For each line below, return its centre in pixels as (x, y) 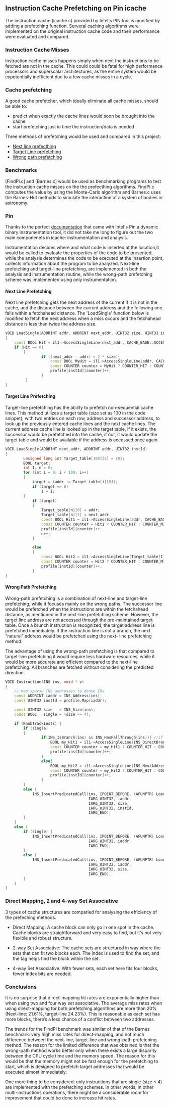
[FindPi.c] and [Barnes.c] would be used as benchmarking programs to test (83, 181)
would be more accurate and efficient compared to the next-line (72, 662)
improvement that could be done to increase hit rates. (61, 1098)
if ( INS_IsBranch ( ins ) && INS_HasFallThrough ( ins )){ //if (102, 738)
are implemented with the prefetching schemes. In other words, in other (79, 1087)
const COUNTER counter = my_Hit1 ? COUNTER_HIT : (103, 747)
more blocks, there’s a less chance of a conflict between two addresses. (80, 1019)
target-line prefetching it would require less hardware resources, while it (80, 656)
